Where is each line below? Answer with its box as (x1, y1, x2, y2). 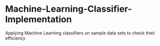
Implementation (5, 14, 72, 25)
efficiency (5, 35, 26, 41)
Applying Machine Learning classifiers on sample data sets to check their (5, 30, 156, 36)
